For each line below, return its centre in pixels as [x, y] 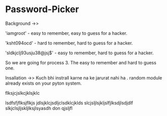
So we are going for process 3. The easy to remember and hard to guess [81, 62]
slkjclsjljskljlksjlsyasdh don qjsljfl [39, 108]
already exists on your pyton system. [43, 83]
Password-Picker [42, 9]
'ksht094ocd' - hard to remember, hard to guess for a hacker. [69, 43]
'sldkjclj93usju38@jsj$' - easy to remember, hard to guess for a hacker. [79, 53]
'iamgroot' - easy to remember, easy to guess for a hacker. [66, 33]
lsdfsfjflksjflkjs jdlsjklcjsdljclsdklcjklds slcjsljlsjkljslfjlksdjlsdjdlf [69, 103]
